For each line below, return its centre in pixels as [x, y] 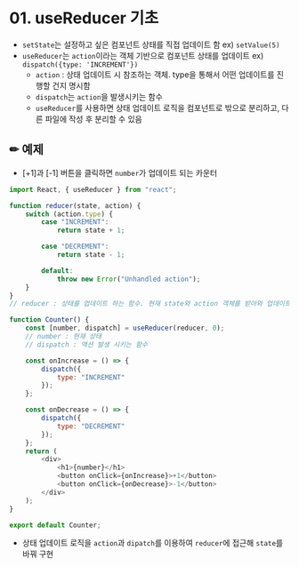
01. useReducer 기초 [84, 18]
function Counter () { [49, 320]
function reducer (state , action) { [75, 205]
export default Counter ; [55, 525]
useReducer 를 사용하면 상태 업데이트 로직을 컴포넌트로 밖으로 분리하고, [158, 108]
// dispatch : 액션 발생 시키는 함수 [87, 344]
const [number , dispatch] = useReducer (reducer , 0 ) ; [125, 328]
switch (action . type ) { [69, 214]
